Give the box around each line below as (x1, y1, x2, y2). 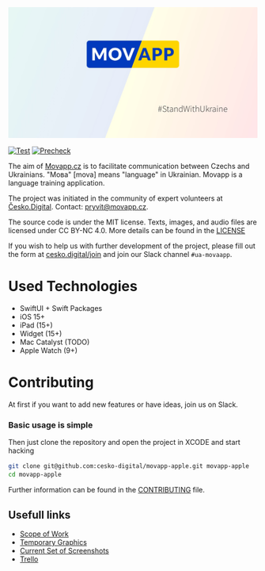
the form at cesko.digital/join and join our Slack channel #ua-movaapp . (8, 250, 233, 259)
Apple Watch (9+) (19, 346, 78, 355)
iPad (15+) (19, 320, 53, 330)
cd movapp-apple (8, 471, 62, 479)
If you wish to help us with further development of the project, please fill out (8, 241, 256, 251)
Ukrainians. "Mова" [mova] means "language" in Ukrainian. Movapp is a (8, 170, 243, 179)
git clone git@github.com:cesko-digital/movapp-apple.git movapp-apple (8, 462, 249, 470)
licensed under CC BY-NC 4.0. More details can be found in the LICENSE (8, 226, 246, 236)
